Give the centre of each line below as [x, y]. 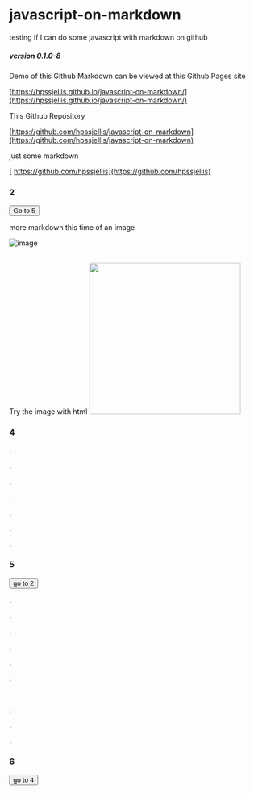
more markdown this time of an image [72, 228]
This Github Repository [47, 115]
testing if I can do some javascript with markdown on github [108, 37]
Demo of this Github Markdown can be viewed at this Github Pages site [127, 76]
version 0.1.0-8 [35, 56]
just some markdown [44, 156]
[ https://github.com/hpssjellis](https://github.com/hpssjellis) [110, 171]
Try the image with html [48, 412]
